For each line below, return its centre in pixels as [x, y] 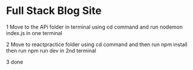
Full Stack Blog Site [54, 11]
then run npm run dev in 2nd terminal [51, 50]
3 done [15, 62]
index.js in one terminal [34, 33]
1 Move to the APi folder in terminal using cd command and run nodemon [94, 27]
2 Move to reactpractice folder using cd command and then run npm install [97, 44]
